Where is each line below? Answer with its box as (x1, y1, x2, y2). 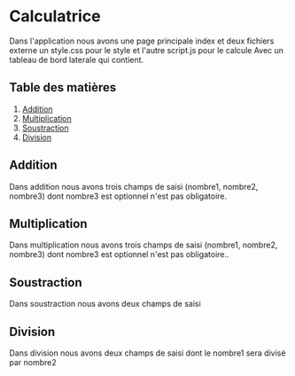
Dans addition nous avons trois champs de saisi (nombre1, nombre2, (9, 181, 259, 192)
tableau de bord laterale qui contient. (9, 54, 144, 65)
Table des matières (9, 80, 117, 95)
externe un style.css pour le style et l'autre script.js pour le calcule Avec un (9, 44, 284, 55)
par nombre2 (9, 357, 58, 367)
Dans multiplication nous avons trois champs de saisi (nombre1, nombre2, (9, 239, 278, 250)
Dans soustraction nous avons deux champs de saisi (9, 299, 201, 309)
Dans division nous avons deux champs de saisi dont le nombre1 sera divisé (9, 348, 286, 358)
